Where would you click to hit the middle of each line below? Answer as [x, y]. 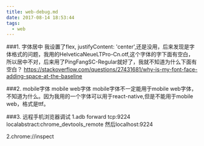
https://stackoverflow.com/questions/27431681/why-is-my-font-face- [110, 70]
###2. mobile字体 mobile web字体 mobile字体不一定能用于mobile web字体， [102, 89]
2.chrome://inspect [30, 136]
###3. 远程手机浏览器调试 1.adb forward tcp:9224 [68, 117]
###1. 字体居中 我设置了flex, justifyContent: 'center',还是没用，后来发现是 [98, 47]
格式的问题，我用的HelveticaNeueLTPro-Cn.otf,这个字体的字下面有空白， [102, 55]
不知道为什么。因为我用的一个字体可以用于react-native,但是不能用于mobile [100, 96]
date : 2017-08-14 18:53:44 [40, 18]
